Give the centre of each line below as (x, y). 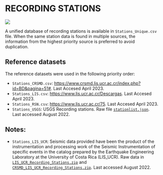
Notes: (15, 130)
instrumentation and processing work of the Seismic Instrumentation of (84, 146)
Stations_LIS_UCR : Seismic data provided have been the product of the (83, 141)
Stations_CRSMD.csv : (32, 83)
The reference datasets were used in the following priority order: (70, 74)
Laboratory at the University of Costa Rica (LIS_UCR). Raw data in (78, 157)
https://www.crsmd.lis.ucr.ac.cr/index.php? (97, 83)
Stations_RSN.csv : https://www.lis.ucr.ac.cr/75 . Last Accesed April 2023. (85, 104)
